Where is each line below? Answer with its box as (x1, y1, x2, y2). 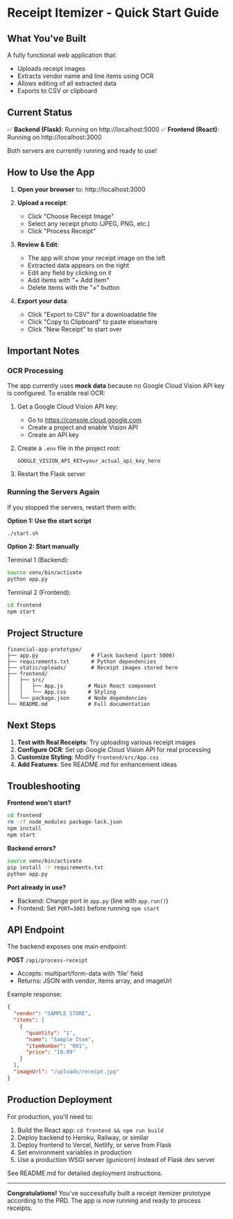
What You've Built (7, 33, 87, 44)
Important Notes (7, 345, 80, 357)
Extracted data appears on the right (27, 261, 130, 269)
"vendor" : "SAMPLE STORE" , (13, 1010, 92, 1017)
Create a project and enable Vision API (27, 423, 139, 432)
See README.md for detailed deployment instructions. (7, 1169, 163, 1177)
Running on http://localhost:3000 (7, 133, 102, 141)
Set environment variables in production (17, 1148, 132, 1156)
